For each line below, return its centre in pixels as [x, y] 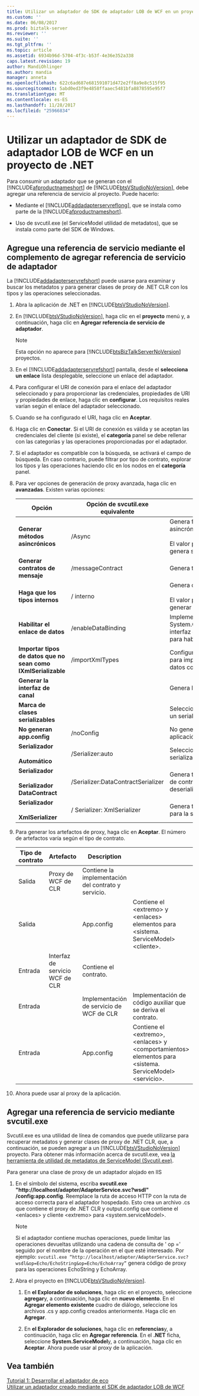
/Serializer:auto [92, 754]
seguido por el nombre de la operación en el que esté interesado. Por [100, 1250]
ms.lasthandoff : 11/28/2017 [41, 105]
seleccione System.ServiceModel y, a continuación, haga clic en [103, 1341]
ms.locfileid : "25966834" [38, 111]
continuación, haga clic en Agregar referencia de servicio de [90, 322]
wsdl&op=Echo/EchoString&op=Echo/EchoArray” [71, 1263]
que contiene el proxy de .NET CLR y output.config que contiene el [97, 1208]
